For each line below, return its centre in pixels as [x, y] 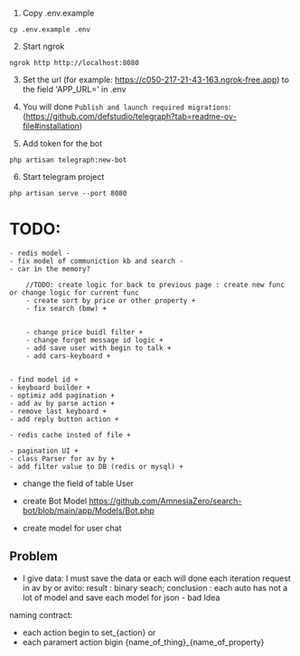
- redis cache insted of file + [70, 435]
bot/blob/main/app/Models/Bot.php [89, 511]
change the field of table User [78, 483]
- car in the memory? [50, 269]
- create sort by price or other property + [111, 300]
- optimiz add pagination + [62, 395]
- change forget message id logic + [95, 340]
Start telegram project [63, 177]
